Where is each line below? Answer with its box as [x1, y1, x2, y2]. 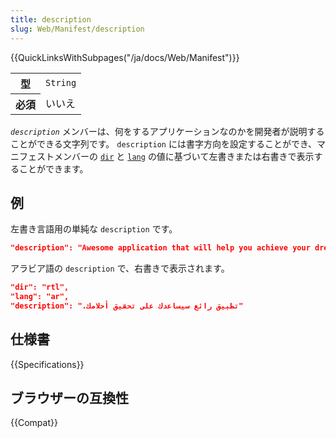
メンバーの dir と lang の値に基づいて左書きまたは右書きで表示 [53, 150, 315, 162]
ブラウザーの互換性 [10, 390, 129, 407]
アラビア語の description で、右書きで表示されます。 [10, 262, 230, 275]
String [45, 77, 77, 88]
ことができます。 [18, 162, 89, 175]
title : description [10, 14, 92, 25]
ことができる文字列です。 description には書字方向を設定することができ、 [10, 137, 317, 150]
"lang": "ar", [10, 292, 70, 302]
